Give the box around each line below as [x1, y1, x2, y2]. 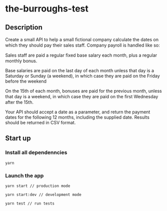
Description [5, 23, 42, 32]
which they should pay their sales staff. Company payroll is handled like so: [5, 42, 160, 48]
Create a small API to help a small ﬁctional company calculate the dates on [5, 37, 159, 43]
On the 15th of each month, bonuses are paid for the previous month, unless [5, 88, 162, 94]
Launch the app [5, 172, 44, 179]
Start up [5, 134, 31, 143]
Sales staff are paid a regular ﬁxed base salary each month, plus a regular [5, 52, 157, 58]
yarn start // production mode [5, 183, 70, 188]
